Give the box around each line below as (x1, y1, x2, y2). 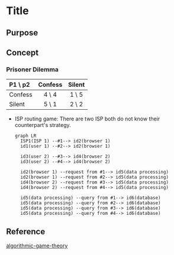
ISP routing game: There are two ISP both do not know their (14, 115, 160, 122)
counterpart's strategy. (14, 122, 71, 129)
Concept (6, 47, 39, 57)
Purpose (6, 28, 38, 38)
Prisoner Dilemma (6, 65, 59, 73)
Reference (6, 226, 46, 237)
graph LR (14, 133, 37, 139)
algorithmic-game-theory (6, 242, 68, 249)
